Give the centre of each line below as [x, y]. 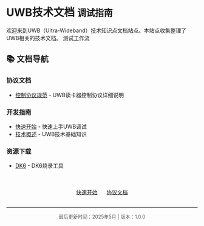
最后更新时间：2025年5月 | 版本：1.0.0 [102, 217]
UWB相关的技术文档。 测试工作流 [48, 38]
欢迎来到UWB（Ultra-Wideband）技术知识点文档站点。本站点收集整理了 [97, 30]
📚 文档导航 [28, 59]
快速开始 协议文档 [102, 193]
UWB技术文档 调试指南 [60, 12]
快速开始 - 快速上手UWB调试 [51, 126]
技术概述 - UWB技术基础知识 [51, 134]
